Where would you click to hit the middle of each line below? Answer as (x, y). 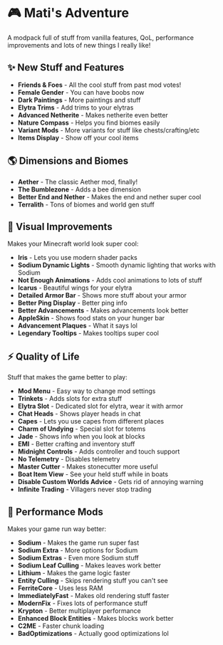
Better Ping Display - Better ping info (72, 303)
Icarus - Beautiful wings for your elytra (75, 288)
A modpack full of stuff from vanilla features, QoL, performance (101, 37)
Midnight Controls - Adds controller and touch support (99, 451)
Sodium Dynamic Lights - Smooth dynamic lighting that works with (116, 265)
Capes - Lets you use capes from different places (91, 421)
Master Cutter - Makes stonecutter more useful (88, 467)
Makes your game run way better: (57, 529)
